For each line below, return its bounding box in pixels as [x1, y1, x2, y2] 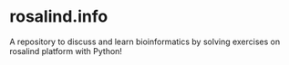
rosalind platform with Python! [9, 45, 123, 56]
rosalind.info [9, 6, 108, 27]
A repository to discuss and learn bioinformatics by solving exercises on [9, 36, 281, 47]
